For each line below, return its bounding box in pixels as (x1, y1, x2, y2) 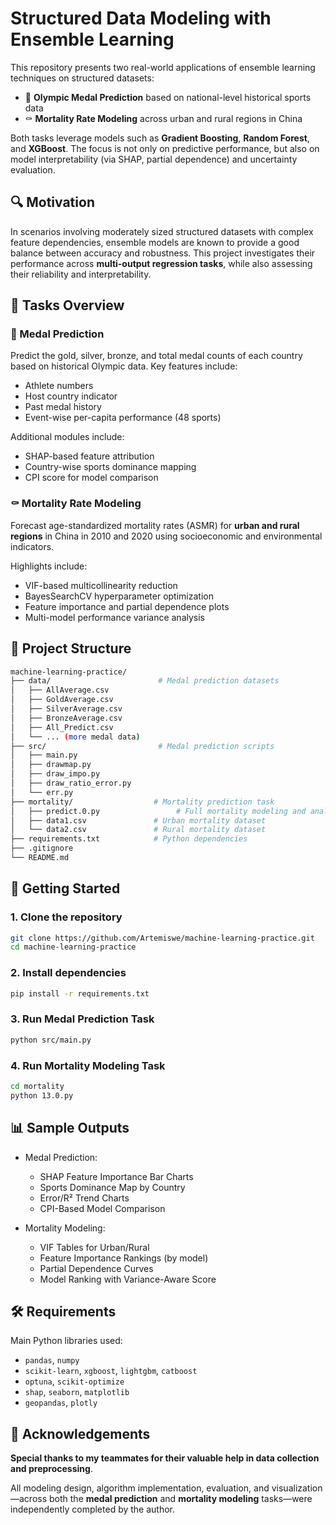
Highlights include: (10, 560, 88, 572)
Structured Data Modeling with (10, 7, 272, 30)
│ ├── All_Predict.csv (10, 722, 114, 732)
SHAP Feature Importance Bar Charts (39, 1170, 194, 1182)
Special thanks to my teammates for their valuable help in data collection (10, 1452, 320, 1464)
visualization (271, 1482, 323, 1494)
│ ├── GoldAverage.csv (10, 695, 114, 705)
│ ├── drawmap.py (10, 760, 92, 770)
